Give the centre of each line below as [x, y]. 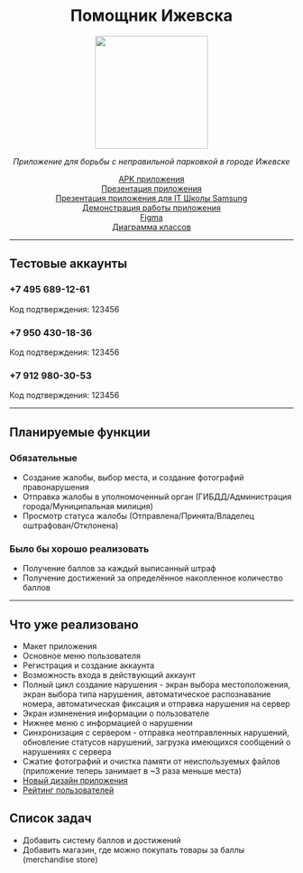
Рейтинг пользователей [68, 790]
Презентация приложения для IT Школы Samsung [151, 198]
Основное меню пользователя [82, 656]
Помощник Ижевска [151, 16]
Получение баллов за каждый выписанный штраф [119, 569]
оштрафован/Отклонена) [70, 525]
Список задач [50, 818]
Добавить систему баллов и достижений [102, 840]
